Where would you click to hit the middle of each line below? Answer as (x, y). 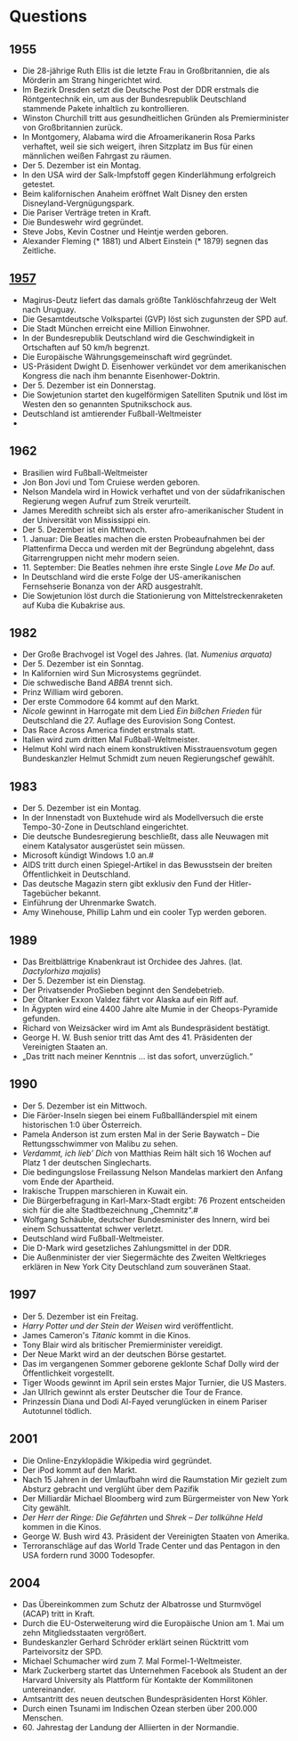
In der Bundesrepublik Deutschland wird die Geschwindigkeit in (138, 338)
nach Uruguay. (49, 309)
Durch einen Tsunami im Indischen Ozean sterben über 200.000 (140, 1709)
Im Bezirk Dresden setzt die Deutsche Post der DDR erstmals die (141, 90)
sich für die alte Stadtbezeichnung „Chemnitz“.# (110, 1210)
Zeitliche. (39, 250)
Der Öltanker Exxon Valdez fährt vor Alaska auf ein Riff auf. (130, 1000)
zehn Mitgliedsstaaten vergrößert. (84, 1633)
